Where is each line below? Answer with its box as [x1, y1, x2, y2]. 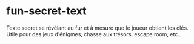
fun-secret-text [6, 4, 87, 18]
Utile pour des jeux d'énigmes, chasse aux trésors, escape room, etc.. [6, 30, 181, 37]
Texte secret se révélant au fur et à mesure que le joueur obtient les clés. [6, 24, 189, 31]
